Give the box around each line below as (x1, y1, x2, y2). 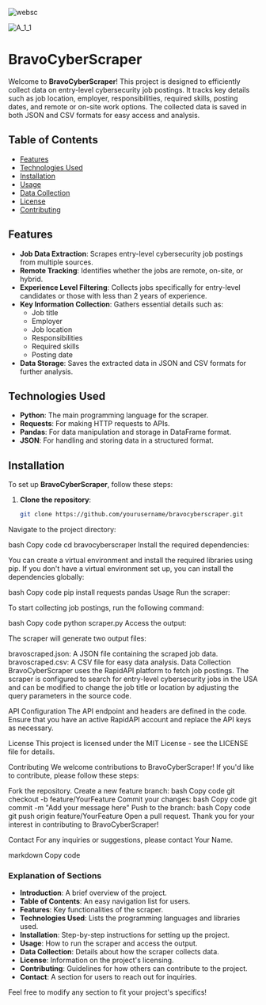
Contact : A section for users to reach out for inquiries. (19, 973, 197, 982)
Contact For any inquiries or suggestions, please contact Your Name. (8, 836, 234, 845)
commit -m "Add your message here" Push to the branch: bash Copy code (8, 803, 251, 813)
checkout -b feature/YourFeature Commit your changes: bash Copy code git (8, 794, 257, 804)
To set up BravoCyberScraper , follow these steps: (8, 480, 173, 489)
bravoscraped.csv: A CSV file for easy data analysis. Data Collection (8, 657, 231, 667)
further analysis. (19, 367, 74, 376)
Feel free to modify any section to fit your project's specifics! (8, 988, 207, 997)
